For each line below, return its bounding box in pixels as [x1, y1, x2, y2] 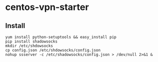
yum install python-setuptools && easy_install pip [5, 34, 116, 39]
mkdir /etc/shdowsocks [5, 43, 53, 48]
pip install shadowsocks [5, 39, 58, 44]
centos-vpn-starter [5, 1, 89, 13]
